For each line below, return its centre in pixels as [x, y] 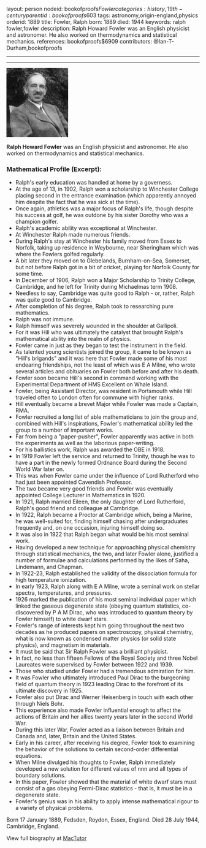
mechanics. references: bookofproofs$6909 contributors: [79, 41]
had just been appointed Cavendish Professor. [74, 482]
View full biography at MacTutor [47, 838]
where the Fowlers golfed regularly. [60, 254]
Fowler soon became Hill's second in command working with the [97, 378]
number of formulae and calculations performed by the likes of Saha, [102, 560]
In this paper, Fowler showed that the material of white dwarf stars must [106, 782]
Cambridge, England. [33, 827]
